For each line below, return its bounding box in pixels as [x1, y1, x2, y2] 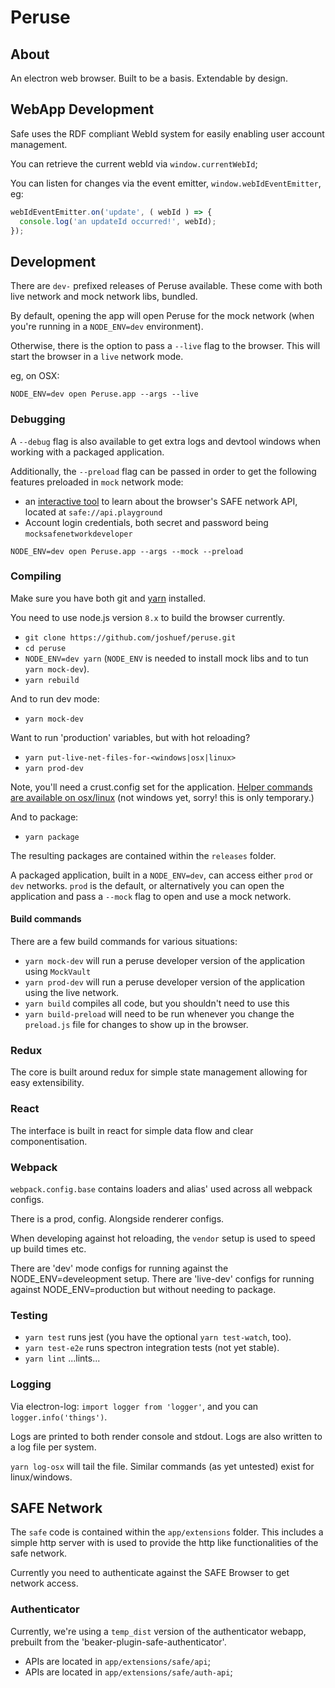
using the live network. [24, 987, 120, 999]
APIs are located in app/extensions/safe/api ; [24, 1655, 211, 1667]
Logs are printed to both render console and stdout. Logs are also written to [10, 1430, 323, 1442]
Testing [10, 1308, 48, 1322]
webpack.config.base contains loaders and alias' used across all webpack [10, 1182, 313, 1195]
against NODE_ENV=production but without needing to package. [10, 1283, 277, 1295]
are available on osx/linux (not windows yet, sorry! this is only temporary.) [10, 791, 315, 803]
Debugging [10, 412, 66, 426]
